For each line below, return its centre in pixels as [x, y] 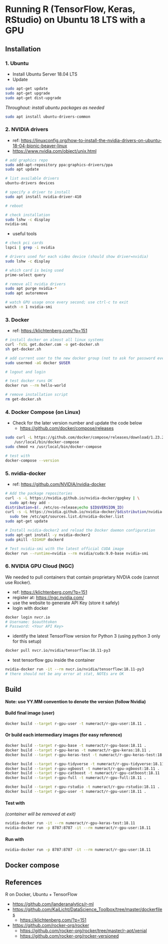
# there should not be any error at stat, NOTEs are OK [64, 674]
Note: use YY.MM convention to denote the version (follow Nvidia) [75, 701]
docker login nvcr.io [28, 617]
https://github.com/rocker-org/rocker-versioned [69, 936]
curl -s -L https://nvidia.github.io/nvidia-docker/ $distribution [76, 512]
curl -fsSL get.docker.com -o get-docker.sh [52, 345]
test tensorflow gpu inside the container [53, 660]
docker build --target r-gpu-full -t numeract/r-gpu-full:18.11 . [76, 778]
